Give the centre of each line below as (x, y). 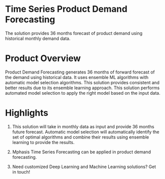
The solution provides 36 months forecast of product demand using (74, 33)
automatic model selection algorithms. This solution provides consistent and (82, 82)
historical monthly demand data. (38, 38)
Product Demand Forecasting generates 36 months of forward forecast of (80, 72)
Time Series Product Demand (66, 9)
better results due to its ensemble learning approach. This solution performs (82, 88)
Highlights (27, 113)
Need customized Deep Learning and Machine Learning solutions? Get (84, 167)
